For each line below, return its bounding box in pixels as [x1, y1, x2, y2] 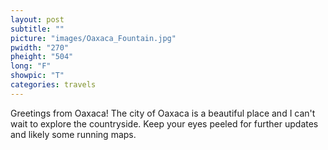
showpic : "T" [10, 71, 65, 81]
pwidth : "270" [10, 42, 70, 53]
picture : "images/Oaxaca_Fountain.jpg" [10, 33, 177, 43]
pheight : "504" [10, 52, 74, 62]
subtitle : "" [10, 24, 65, 34]
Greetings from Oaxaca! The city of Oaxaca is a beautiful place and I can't [10, 107, 316, 119]
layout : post [10, 14, 65, 25]
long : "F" [10, 61, 52, 71]
